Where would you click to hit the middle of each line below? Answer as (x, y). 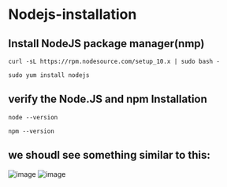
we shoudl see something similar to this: (109, 155)
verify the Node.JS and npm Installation (108, 99)
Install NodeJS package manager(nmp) (106, 44)
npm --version (32, 131)
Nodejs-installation (73, 15)
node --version (33, 117)
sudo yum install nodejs (49, 75)
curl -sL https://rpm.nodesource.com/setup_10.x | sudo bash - (114, 61)
